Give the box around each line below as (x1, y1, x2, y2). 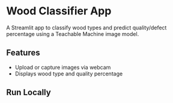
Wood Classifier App (6, 4, 112, 18)
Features (6, 48, 40, 58)
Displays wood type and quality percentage (14, 70, 123, 77)
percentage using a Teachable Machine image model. (6, 30, 139, 37)
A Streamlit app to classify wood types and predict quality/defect (6, 24, 167, 31)
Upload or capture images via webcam (14, 63, 111, 71)
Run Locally (6, 87, 51, 98)
